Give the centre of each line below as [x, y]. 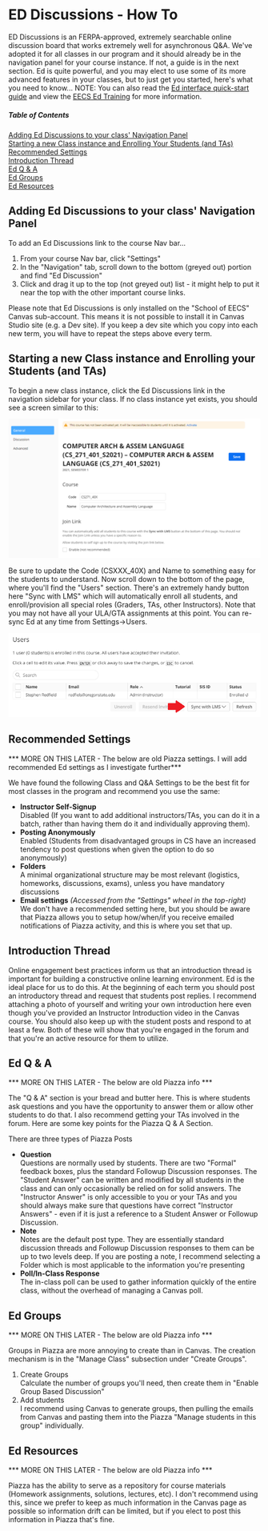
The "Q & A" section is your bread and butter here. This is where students [129, 1098]
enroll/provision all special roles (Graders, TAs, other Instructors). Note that [132, 605]
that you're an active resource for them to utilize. [88, 1038]
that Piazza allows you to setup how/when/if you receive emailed [127, 917]
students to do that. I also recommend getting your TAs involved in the [124, 1115]
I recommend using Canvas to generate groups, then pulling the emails [136, 1409]
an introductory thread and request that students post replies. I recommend [133, 996]
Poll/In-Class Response [60, 1273]
